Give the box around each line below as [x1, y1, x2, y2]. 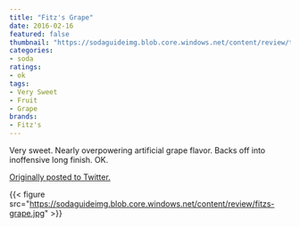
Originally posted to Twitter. [9, 172, 112, 182]
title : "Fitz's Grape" [9, 12, 94, 22]
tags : [9, 79, 29, 88]
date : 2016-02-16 [9, 21, 74, 30]
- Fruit [9, 95, 38, 105]
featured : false [9, 29, 70, 38]
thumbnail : [9, 37, 50, 47]
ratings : [9, 63, 42, 72]
